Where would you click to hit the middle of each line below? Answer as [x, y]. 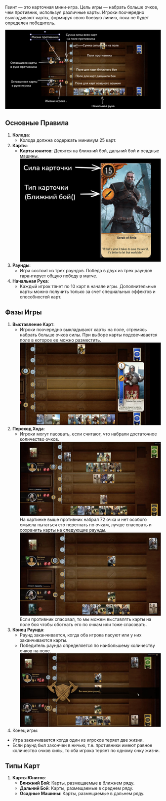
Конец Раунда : [28, 630]
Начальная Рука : [31, 281]
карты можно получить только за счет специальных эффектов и [87, 292]
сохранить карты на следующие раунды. [63, 530]
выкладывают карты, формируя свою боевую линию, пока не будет [77, 18]
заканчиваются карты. [43, 640]
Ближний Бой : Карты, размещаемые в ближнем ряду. [77, 783]
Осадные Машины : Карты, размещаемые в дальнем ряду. [82, 794]
